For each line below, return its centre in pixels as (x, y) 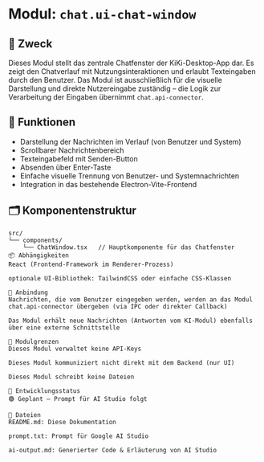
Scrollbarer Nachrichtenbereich (72, 150)
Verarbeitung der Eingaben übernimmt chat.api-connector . (106, 97)
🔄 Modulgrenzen (34, 341)
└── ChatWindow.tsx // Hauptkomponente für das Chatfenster (129, 247)
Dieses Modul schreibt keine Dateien (71, 377)
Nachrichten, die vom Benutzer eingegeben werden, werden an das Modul (130, 299)
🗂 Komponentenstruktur (72, 211)
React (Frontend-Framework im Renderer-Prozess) (91, 264)
